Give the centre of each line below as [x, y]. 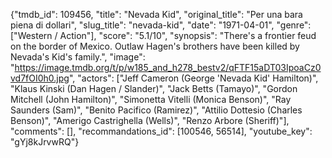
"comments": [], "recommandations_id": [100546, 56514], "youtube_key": [161, 131]
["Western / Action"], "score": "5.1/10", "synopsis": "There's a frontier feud [163, 35]
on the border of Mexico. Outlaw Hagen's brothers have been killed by [155, 46]
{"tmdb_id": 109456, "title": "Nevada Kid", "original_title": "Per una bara [156, 14]
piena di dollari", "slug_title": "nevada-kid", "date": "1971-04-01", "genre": [161, 25]
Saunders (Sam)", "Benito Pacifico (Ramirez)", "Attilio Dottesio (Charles [156, 110]
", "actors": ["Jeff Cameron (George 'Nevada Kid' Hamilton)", [193, 78]
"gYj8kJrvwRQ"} [45, 142]
